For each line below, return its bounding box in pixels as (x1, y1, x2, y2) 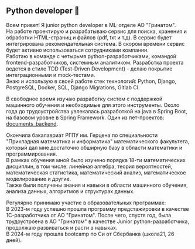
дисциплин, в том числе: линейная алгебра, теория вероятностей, (6, 163, 173, 170)
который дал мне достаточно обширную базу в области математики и (6, 144, 183, 151)
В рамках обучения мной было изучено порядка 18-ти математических (6, 156, 186, 163)
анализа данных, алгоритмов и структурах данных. (6, 187, 135, 194)
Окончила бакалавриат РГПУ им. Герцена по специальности (6, 132, 158, 139)
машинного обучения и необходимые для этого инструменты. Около (6, 101, 180, 109)
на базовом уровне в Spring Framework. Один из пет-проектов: (6, 114, 165, 121)
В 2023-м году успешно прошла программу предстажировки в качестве (6, 205, 189, 212)
